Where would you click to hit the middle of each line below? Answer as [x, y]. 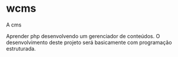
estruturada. [21, 48]
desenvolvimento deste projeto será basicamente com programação [89, 42]
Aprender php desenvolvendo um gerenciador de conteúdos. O [83, 36]
